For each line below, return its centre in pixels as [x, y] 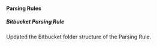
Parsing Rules [24, 8]
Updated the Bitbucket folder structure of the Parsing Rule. [79, 37]
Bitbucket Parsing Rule [35, 22]
